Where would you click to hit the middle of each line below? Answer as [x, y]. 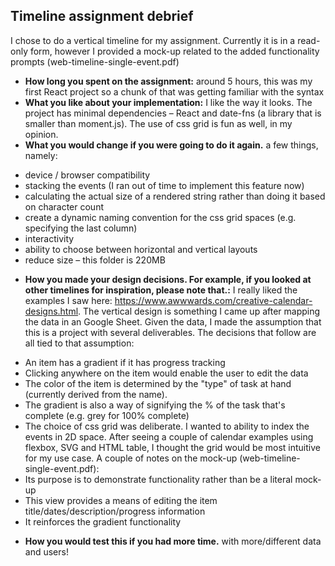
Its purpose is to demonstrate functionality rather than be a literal [158, 479]
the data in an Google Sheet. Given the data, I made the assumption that [173, 321]
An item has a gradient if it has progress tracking [125, 362]
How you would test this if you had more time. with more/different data [173, 541]
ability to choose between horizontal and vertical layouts [141, 249]
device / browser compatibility [87, 175]
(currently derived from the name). [96, 394]
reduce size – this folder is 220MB [95, 260]
